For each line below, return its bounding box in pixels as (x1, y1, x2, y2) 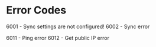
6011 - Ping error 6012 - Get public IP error (6, 34, 109, 41)
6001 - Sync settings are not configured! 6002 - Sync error (6, 23, 150, 30)
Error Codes (6, 4, 67, 17)
